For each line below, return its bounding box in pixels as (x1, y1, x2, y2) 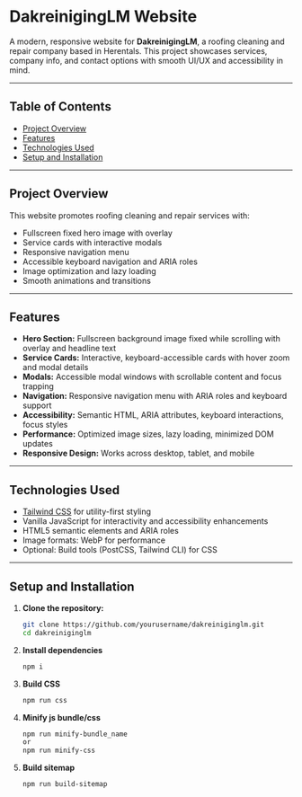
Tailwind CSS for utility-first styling (22, 506, 151, 518)
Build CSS (22, 678, 61, 689)
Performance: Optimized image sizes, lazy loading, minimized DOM (22, 429, 274, 439)
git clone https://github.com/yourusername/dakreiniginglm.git (22, 620, 265, 629)
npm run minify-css (22, 746, 96, 756)
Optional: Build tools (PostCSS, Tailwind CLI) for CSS (22, 545, 218, 555)
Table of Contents (9, 99, 112, 114)
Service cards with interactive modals (22, 236, 163, 248)
